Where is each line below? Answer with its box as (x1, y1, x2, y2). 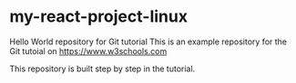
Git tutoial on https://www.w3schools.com (9, 45, 168, 56)
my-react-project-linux (9, 6, 189, 27)
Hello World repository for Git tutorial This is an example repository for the (9, 36, 288, 47)
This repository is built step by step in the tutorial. (9, 63, 196, 74)
